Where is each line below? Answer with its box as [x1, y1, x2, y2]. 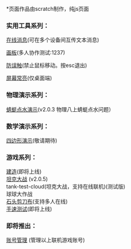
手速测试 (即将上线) [6, 205, 53, 212]
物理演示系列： [6, 91, 50, 99]
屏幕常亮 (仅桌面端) [6, 74, 53, 82]
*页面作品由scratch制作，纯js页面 [6, 5, 90, 12]
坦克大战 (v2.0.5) [6, 175, 48, 183]
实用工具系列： [6, 22, 50, 30]
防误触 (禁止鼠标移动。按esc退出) [6, 62, 87, 69]
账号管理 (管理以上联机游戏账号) [6, 236, 86, 244]
